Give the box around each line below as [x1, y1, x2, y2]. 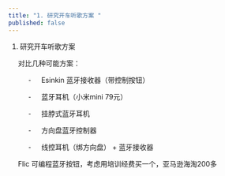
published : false [8, 19, 66, 27]
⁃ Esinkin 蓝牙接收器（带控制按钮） [27, 75, 150, 84]
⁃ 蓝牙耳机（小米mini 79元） [27, 92, 128, 101]
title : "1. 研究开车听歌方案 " [8, 11, 102, 20]
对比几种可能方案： [17, 58, 81, 68]
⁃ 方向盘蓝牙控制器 [27, 125, 97, 135]
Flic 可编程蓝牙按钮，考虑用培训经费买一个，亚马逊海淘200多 [17, 159, 217, 168]
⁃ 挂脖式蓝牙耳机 [27, 108, 90, 118]
